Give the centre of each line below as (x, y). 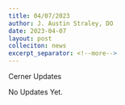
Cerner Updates (35, 76)
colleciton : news (37, 46)
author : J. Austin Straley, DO (61, 23)
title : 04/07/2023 (39, 16)
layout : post (30, 38)
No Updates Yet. (35, 92)
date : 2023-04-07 (37, 31)
